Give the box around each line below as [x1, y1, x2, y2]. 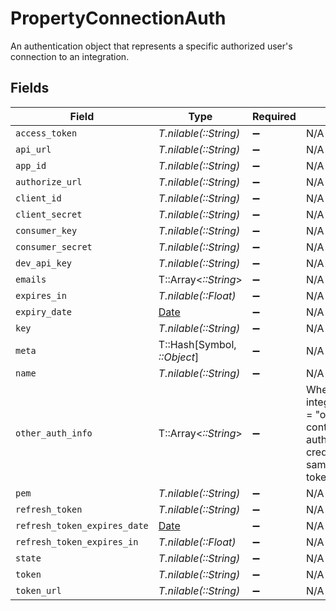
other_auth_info [15, 427, 93, 439]
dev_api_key [15, 257, 73, 269]
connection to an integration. [10, 50, 130, 62]
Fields [10, 80, 50, 97]
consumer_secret [15, 241, 93, 252]
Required [251, 109, 297, 123]
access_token [15, 127, 78, 139]
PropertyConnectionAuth [10, 7, 227, 30]
